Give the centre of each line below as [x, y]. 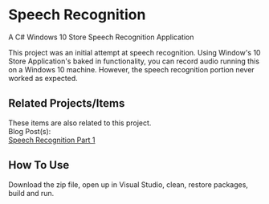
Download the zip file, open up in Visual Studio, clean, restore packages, [128, 184]
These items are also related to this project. [80, 123]
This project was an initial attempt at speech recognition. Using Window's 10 [134, 52]
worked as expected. [43, 78]
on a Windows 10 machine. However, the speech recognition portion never [131, 69]
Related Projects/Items [67, 103]
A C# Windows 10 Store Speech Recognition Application [101, 37]
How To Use [39, 165]
